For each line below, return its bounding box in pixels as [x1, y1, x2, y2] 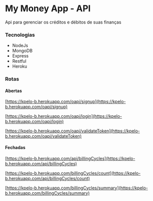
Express [12, 53, 29, 59]
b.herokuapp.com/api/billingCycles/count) [5, 175, 90, 181]
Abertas [5, 88, 22, 94]
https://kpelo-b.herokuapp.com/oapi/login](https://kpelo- [6, 113, 122, 119]
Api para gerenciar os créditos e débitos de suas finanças [5, 19, 121, 25]
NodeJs [12, 43, 28, 49]
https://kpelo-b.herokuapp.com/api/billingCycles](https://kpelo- [6, 155, 135, 161]
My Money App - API [5, 3, 91, 14]
